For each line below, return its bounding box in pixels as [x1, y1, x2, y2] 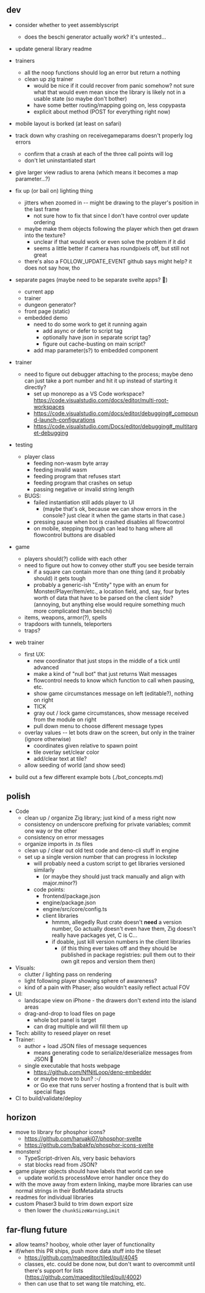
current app [24, 288, 54, 295]
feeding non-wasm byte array [33, 459, 109, 467]
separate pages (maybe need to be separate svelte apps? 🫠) [15, 276, 168, 283]
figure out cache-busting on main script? [42, 340, 146, 348]
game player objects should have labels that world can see [15, 1168, 164, 1175]
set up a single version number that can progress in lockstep [24, 853, 177, 860]
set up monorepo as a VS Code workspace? [33, 390, 145, 397]
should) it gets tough [33, 574, 86, 582]
